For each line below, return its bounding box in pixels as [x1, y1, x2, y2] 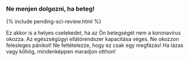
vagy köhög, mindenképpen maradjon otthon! [6, 48, 116, 55]
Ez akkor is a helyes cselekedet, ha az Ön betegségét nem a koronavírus [6, 29, 181, 36]
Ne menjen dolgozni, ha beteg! [6, 5, 95, 13]
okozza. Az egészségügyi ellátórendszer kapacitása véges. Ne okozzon [6, 36, 180, 43]
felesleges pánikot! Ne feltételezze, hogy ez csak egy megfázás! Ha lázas [6, 42, 184, 49]
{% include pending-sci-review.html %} [6, 18, 101, 25]
